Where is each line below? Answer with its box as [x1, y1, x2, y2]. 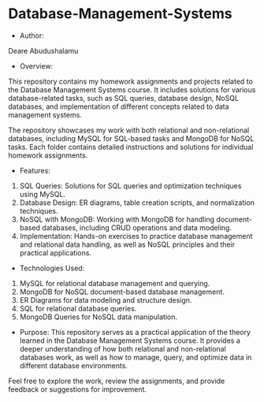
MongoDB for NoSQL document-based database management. [19, 287, 225, 296]
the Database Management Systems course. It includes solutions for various [8, 84, 256, 95]
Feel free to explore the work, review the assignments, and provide [8, 376, 225, 385]
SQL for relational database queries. [19, 303, 137, 313]
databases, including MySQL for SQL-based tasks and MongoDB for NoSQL [8, 133, 255, 143]
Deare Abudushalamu [8, 46, 79, 55]
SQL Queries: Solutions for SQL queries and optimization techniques [19, 181, 242, 190]
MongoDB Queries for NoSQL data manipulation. [19, 312, 178, 322]
